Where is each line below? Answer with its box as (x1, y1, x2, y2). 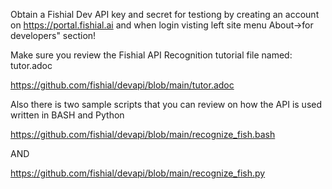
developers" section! (10, 30, 97, 41)
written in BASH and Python (10, 109, 125, 121)
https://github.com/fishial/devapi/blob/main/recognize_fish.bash (10, 129, 276, 140)
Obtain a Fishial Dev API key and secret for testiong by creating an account (10, 9, 320, 20)
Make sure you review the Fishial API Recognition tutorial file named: (10, 49, 293, 61)
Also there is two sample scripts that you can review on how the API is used (10, 99, 323, 110)
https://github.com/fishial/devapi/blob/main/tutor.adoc (10, 79, 235, 91)
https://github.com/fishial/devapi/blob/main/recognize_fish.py (10, 167, 266, 179)
